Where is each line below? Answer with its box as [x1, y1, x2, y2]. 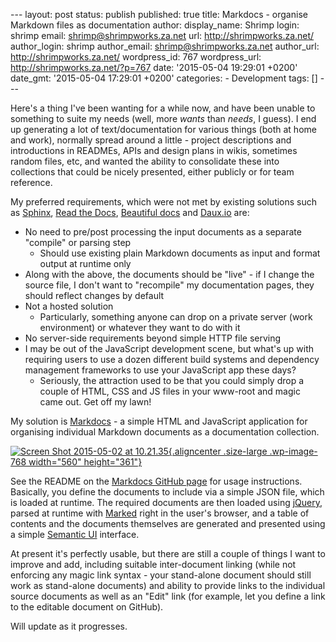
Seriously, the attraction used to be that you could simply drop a [39, 375, 305, 386]
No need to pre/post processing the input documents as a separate [24, 226, 302, 238]
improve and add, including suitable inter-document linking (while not [10, 559, 297, 570]
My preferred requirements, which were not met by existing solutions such [10, 196, 318, 208]
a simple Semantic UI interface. [10, 529, 140, 540]
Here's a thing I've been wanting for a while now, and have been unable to [10, 102, 316, 114]
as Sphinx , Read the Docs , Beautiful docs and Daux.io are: [10, 207, 250, 218]
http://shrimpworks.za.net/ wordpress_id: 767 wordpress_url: [10, 51, 262, 63]
